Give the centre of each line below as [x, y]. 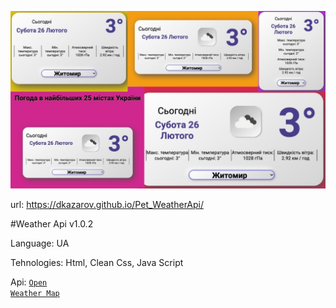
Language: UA [40, 243]
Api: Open [29, 282]
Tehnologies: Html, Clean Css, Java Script [97, 262]
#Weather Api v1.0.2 [52, 223]
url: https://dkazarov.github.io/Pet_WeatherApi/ [107, 204]
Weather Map [35, 293]
